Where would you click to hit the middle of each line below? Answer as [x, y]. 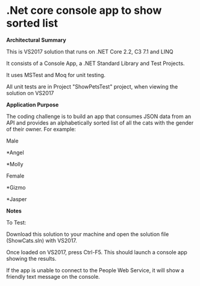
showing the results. [31, 258]
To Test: [16, 222]
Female [15, 176]
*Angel [15, 152]
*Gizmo [16, 187]
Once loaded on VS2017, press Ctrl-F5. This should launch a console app [97, 252]
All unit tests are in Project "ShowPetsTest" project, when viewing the [92, 86]
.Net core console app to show [84, 11]
